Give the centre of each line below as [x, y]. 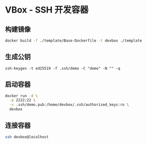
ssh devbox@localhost [27, 137]
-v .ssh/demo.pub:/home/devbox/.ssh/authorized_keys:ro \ [69, 105]
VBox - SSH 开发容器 [47, 10]
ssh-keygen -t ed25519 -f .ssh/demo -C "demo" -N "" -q [63, 68]
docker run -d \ [21, 96]
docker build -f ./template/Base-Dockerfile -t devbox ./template [73, 41]
